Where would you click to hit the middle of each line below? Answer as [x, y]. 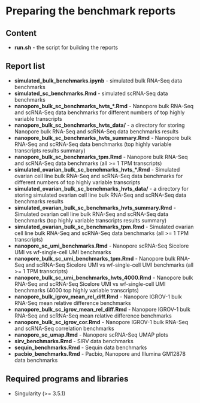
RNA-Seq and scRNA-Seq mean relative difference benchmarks [93, 316]
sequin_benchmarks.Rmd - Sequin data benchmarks [81, 347]
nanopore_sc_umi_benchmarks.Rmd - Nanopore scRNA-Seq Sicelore [101, 246]
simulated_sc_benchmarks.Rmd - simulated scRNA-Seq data [91, 93]
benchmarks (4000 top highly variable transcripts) [76, 290]
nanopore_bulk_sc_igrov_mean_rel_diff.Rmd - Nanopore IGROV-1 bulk [102, 309]
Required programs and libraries [67, 379]
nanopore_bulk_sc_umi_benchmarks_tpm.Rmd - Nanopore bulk [95, 258]
